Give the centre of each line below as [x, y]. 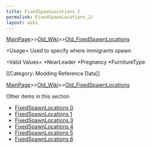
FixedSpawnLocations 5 [44, 133]
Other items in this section [38, 96]
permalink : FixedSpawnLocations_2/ [50, 17]
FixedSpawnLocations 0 [44, 108]
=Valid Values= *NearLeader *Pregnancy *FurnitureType [76, 62]
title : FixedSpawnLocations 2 [43, 11]
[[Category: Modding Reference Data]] [53, 74]
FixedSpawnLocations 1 [43, 114]
